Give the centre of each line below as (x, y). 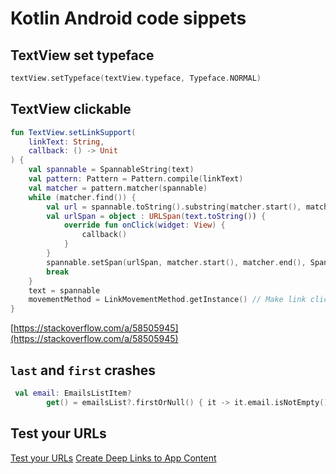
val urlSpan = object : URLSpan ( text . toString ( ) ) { (156, 216)
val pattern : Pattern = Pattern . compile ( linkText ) (136, 179)
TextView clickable (71, 109)
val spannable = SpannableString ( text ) (111, 170)
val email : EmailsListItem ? (73, 393)
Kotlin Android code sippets (128, 18)
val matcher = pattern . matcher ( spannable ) (118, 188)
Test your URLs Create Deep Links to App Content (113, 458)
